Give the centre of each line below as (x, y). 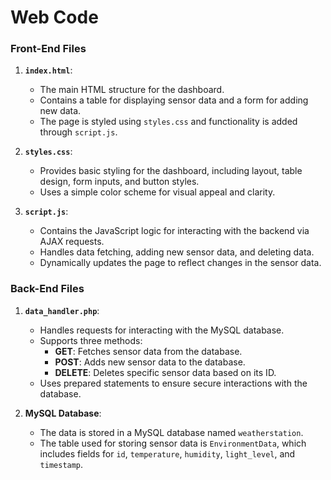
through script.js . (78, 132)
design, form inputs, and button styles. (119, 182)
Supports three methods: (91, 340)
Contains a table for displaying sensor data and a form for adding (174, 100)
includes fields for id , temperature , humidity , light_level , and (167, 453)
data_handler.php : (62, 310)
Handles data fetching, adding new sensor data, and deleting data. (177, 252)
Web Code (54, 17)
